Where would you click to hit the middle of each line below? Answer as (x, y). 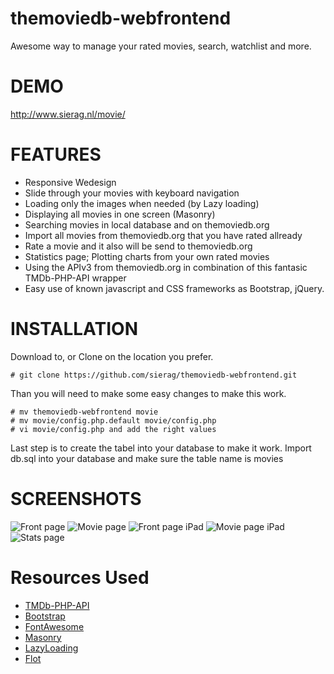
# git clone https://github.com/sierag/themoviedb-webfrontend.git (154, 375)
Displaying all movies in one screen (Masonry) (120, 214)
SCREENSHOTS (76, 498)
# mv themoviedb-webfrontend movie (84, 412)
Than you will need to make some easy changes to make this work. (148, 393)
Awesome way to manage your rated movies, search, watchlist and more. (161, 46)
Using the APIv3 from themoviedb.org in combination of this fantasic (166, 267)
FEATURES (56, 154)
